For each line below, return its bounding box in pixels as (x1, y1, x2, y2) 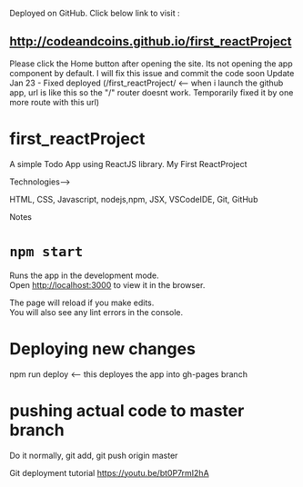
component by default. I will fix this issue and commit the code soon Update (9, 67, 295, 78)
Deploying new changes (9, 338, 196, 359)
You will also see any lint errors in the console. (9, 306, 184, 317)
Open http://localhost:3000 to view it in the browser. (9, 279, 206, 290)
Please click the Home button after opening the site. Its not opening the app (9, 58, 293, 69)
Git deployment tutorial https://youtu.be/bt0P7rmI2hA (9, 467, 209, 478)
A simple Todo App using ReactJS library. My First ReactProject (9, 158, 247, 169)
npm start (9, 243, 84, 260)
